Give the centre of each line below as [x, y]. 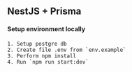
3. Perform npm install [42, 56]
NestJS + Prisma [44, 11]
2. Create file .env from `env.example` [67, 50]
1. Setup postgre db [37, 44]
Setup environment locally [46, 29]
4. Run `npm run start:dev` [48, 62]
